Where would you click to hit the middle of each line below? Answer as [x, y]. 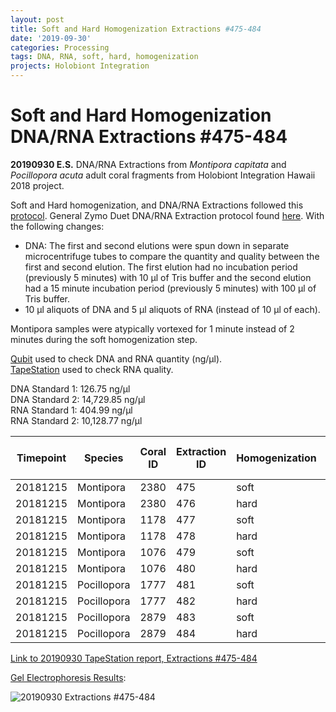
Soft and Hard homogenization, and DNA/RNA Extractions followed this [157, 205]
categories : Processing [60, 47]
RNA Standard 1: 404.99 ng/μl [71, 410]
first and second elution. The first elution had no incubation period [161, 267]
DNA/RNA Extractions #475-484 [149, 137]
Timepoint [41, 458]
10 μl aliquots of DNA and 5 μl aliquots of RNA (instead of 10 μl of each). [172, 309]
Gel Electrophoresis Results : [68, 677]
